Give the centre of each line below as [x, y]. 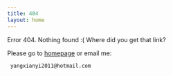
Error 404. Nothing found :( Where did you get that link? [86, 39]
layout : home [26, 20]
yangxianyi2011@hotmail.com [51, 66]
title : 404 [23, 13]
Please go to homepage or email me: [60, 53]
